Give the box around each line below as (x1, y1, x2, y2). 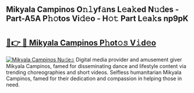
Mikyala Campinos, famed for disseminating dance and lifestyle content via (6, 63, 186, 69)
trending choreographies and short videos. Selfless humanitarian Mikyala (6, 69, 182, 76)
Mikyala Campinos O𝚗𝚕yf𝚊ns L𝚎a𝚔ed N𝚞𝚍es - (6, 5, 179, 15)
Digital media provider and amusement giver (75, 56, 182, 63)
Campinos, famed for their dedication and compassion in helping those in (6, 75, 182, 82)
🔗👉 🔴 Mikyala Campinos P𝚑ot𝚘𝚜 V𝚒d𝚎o (6, 38, 156, 48)
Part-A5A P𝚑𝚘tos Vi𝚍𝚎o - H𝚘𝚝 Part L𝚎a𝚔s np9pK (6, 14, 189, 24)
